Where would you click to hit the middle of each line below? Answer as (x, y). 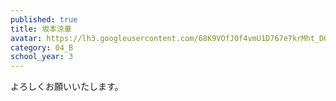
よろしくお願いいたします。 (67, 87)
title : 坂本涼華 (41, 29)
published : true (44, 19)
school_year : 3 (42, 57)
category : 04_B (42, 47)
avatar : (26, 38)
